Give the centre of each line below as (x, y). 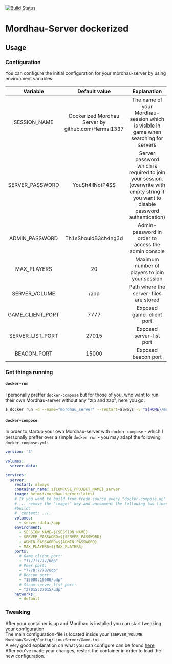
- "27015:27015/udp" (41, 589)
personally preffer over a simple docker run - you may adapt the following (83, 437)
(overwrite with (147, 185)
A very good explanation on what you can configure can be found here (80, 645)
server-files (147, 293)
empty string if (147, 191)
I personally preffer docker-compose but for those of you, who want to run (82, 395)
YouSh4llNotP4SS (94, 185)
